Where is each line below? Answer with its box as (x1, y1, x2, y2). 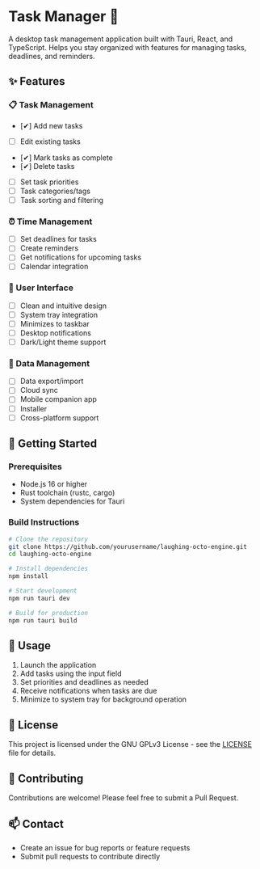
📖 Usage (8, 639, 51, 652)
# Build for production (8, 609, 89, 617)
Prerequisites (8, 461, 62, 472)
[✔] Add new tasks (19, 120, 83, 130)
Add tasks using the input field (19, 669, 122, 678)
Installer (19, 403, 47, 413)
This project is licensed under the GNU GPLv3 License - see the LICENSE (8, 740, 253, 749)
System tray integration (19, 310, 99, 319)
